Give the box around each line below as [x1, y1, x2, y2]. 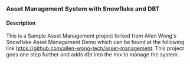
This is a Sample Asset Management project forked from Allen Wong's [6, 32, 177, 39]
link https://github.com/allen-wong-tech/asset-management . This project [6, 45, 184, 52]
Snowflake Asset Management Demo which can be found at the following [6, 39, 185, 46]
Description [6, 19, 36, 26]
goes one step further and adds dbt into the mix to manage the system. [6, 51, 179, 58]
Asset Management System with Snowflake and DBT [6, 5, 160, 13]
